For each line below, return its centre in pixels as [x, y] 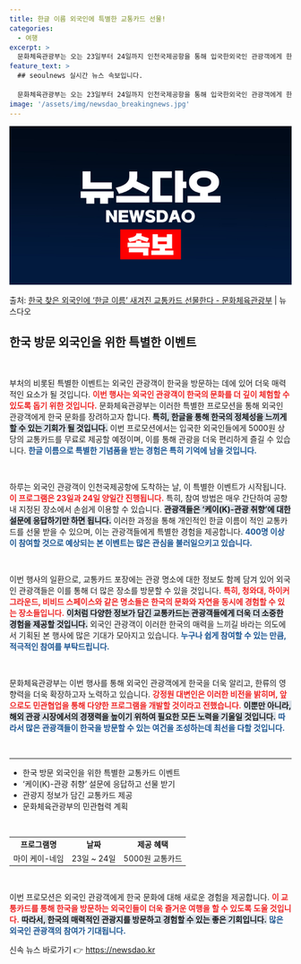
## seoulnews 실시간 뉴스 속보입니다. [80, 76]
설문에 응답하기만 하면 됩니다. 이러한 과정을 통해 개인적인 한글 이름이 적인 [137, 520]
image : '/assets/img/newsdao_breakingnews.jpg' [100, 104]
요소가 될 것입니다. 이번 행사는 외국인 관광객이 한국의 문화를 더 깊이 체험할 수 [158, 394]
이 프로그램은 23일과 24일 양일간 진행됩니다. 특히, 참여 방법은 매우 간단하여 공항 [149, 498]
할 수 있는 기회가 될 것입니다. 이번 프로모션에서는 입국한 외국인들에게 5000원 [142, 428]
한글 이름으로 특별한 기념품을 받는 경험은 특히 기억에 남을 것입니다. [142, 450]
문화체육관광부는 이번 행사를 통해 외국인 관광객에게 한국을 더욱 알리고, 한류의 [143, 682]
